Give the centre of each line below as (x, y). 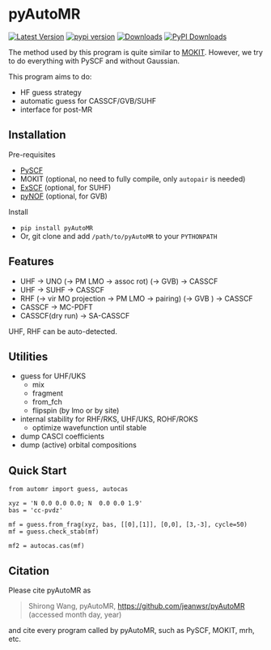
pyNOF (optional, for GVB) (64, 196)
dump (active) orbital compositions (78, 445)
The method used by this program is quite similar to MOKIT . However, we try (135, 52)
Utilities (28, 356)
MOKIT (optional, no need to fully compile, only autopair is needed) (133, 178)
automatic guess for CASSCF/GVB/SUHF (88, 100)
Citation (29, 571)
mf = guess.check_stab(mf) (54, 532)
